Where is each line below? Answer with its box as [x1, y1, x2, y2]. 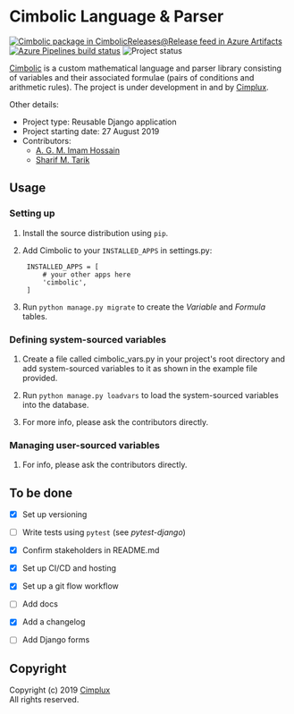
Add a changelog [21, 616, 86, 627]
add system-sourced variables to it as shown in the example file [21, 362, 257, 373]
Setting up [9, 208, 55, 220]
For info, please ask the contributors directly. [21, 459, 188, 471]
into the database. [21, 399, 89, 410]
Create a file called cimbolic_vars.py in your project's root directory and [21, 353, 286, 364]
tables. [21, 310, 47, 321]
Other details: [9, 98, 60, 109]
